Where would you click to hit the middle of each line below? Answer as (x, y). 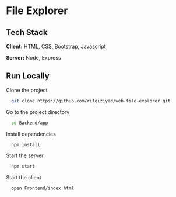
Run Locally (28, 76)
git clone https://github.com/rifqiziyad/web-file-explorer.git (91, 101)
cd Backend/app (30, 123)
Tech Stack (27, 32)
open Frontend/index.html (43, 188)
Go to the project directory (38, 112)
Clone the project (27, 90)
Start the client (24, 178)
